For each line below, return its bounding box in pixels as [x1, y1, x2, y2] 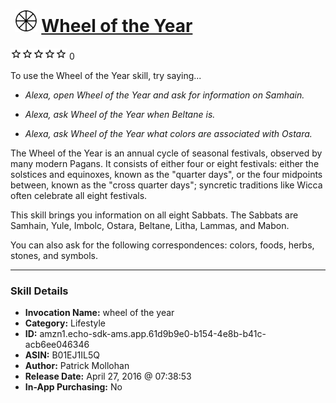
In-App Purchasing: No [24, 381, 123, 393]
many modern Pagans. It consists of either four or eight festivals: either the [10, 157, 320, 169]
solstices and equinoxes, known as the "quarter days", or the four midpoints [10, 168, 323, 180]
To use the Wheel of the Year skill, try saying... [10, 69, 202, 81]
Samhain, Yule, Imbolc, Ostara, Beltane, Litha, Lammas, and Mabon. [10, 219, 290, 231]
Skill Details [10, 284, 69, 298]
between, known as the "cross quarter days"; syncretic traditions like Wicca [10, 179, 323, 191]
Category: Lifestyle [24, 317, 106, 329]
